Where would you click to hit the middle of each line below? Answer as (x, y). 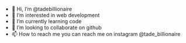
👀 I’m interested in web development (56, 15)
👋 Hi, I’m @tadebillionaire (42, 9)
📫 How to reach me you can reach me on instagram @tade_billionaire (96, 34)
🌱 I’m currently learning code (46, 21)
